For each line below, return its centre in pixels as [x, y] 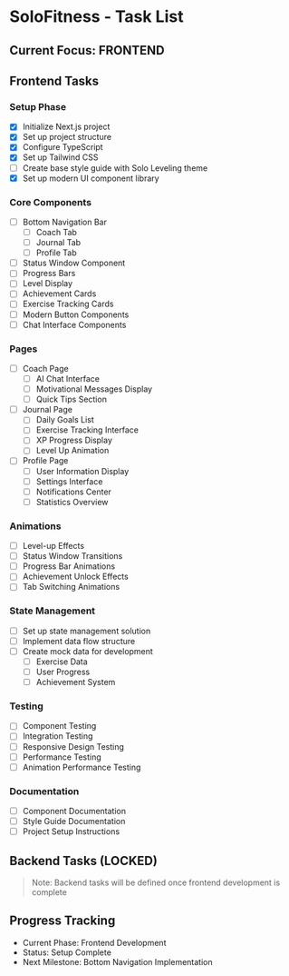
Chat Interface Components [74, 324]
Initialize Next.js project [66, 127]
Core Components [51, 202]
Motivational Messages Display [94, 389]
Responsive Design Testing [73, 746]
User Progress [63, 672]
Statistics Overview [72, 502]
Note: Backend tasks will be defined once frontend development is [156, 882]
